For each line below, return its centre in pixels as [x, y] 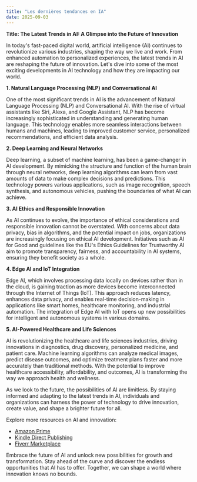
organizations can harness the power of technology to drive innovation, [93, 402]
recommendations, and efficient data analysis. [62, 137]
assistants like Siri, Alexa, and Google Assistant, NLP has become [85, 112]
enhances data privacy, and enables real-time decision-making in [85, 299]
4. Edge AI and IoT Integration [43, 269]
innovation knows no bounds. [42, 474]
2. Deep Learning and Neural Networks [55, 148]
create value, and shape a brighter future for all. [64, 408]
